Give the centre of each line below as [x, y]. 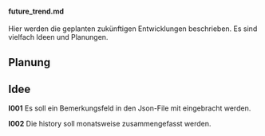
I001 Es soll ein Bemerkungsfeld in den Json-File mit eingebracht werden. [130, 108]
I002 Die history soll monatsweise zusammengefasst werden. [110, 124]
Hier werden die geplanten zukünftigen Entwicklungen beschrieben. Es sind [133, 29]
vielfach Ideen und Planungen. [58, 37]
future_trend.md [36, 11]
